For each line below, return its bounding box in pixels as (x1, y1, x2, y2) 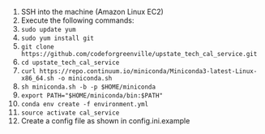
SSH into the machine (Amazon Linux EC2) (20, 7, 165, 16)
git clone (20, 43, 55, 51)
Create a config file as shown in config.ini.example (20, 116, 190, 125)
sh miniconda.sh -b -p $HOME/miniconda (20, 83, 156, 91)
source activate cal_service (20, 109, 120, 117)
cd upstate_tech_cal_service (20, 58, 120, 67)
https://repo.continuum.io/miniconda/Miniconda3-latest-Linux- (39, 67, 258, 76)
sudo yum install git (20, 34, 94, 42)
